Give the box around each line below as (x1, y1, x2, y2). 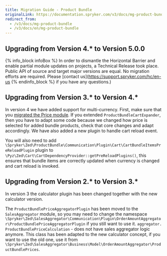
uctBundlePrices (5, 247, 39, 252)
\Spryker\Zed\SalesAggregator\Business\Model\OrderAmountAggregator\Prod (5, 242, 162, 247)
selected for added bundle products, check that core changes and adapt (5, 122, 154, 128)
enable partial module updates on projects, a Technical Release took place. (5, 63, 159, 69)
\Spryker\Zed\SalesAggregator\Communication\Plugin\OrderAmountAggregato (5, 216, 162, 221)
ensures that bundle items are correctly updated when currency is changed (5, 158, 160, 164)
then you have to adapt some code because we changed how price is (5, 117, 148, 123)
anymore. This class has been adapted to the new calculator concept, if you (5, 231, 161, 237)
